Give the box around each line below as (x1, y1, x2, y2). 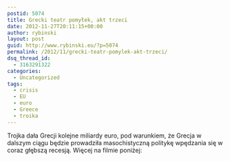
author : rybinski (7, 29, 57, 36)
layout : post (7, 36, 45, 43)
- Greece (13, 106, 39, 113)
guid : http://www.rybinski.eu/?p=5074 (7, 42, 118, 49)
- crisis (13, 87, 39, 94)
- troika (13, 112, 39, 119)
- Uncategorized (13, 74, 60, 81)
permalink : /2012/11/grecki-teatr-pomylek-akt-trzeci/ (7, 49, 168, 56)
